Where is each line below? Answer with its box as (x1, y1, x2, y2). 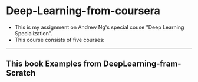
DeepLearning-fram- (103, 59, 181, 69)
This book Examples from (6, 59, 102, 69)
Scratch (6, 68, 36, 78)
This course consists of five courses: (14, 36, 105, 43)
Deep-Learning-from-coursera (6, 4, 161, 18)
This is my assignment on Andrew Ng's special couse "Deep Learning (14, 24, 184, 31)
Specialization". (14, 29, 53, 37)
